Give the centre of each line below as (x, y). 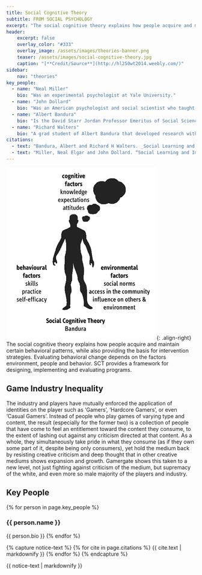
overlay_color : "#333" (45, 45)
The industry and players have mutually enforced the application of (89, 403)
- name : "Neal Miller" (40, 89)
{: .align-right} (174, 338)
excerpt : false (36, 38)
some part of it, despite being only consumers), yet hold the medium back (98, 448)
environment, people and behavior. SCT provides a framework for (87, 363)
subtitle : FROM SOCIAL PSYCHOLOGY (50, 19)
